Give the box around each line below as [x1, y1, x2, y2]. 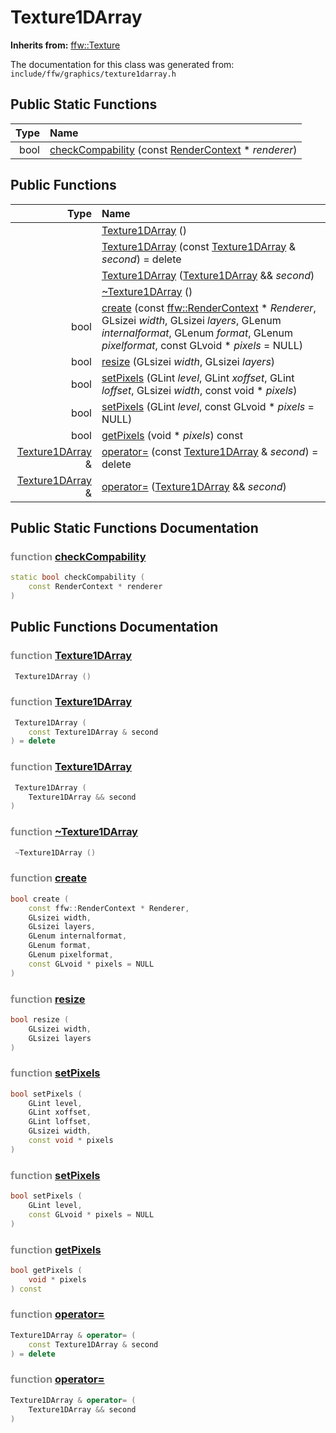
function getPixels [10, 1242, 102, 1256]
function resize [10, 992, 86, 1006]
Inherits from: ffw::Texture [10, 39, 121, 51]
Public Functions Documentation [10, 619, 219, 636]
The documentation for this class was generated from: [10, 58, 235, 70]
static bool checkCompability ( [10, 572, 145, 583]
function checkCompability [10, 549, 147, 563]
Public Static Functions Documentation [10, 519, 259, 536]
